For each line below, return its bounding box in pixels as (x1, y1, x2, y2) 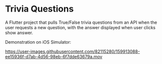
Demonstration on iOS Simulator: (5, 39, 71, 45)
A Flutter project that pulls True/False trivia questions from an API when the (5, 19, 157, 25)
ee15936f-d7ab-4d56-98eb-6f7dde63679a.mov (5, 53, 103, 59)
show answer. (5, 30, 33, 35)
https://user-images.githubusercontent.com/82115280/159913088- (5, 48, 140, 54)
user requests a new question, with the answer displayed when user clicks (5, 24, 156, 30)
